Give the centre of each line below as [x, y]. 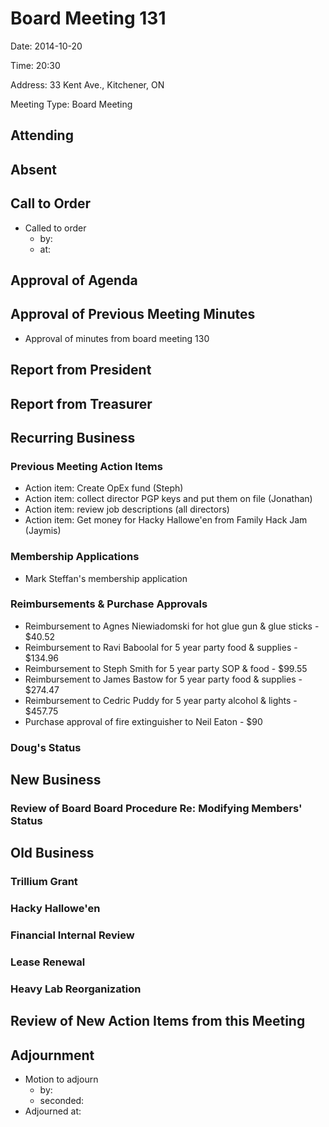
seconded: [62, 1101]
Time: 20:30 [35, 65]
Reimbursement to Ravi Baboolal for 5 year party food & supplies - [161, 647]
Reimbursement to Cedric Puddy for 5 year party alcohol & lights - [161, 700]
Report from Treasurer [81, 403]
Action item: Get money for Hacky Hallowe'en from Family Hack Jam [166, 520]
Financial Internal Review [72, 935]
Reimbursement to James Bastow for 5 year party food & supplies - [163, 679]
